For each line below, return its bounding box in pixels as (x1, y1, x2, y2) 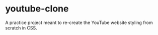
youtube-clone (5, 3, 69, 14)
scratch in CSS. (5, 24, 38, 30)
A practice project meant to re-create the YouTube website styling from (5, 19, 153, 25)
